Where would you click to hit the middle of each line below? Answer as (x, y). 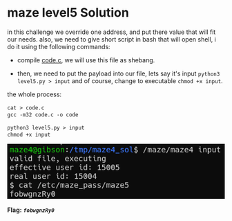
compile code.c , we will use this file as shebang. (86, 60)
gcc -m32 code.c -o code (43, 115)
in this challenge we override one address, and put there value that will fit (112, 32)
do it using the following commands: (59, 46)
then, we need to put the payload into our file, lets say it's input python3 (118, 73)
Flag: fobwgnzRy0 (31, 210)
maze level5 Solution (68, 13)
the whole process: (35, 94)
